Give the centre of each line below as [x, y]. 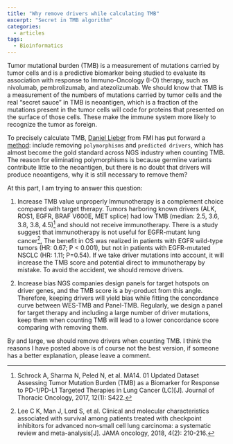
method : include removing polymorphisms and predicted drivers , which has [115, 145]
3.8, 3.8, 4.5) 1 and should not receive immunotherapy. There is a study [118, 224]
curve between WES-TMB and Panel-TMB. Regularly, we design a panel [120, 305]
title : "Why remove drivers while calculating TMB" [83, 14]
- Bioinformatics [38, 46]
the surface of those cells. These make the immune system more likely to [112, 117]
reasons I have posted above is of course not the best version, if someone [113, 348]
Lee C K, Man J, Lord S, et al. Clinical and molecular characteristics [113, 411]
